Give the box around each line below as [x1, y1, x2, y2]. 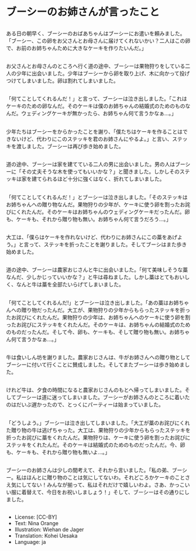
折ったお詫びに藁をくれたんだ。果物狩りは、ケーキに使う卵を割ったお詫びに [6, 434, 191, 441]
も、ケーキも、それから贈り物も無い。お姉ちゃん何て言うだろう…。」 [6, 215, 171, 223]
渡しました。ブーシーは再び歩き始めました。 [16, 142, 124, 149]
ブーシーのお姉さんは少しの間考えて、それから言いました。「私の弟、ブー [6, 467, 183, 474]
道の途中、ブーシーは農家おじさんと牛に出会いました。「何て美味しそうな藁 [6, 266, 188, 273]
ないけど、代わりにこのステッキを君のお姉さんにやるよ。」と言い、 [11, 135, 173, 142]
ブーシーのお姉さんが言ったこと [6, 5, 160, 19]
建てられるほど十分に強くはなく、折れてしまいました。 [31, 175, 165, 182]
